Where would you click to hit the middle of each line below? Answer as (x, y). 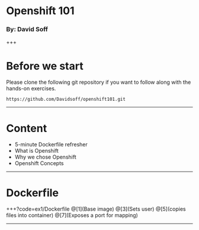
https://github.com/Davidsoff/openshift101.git (66, 99)
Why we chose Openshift (45, 157)
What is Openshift (37, 151)
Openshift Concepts (39, 163)
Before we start (45, 66)
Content (27, 128)
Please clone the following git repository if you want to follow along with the (99, 82)
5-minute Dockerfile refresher (51, 144)
